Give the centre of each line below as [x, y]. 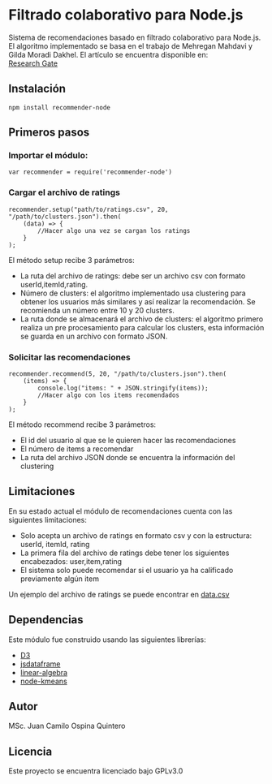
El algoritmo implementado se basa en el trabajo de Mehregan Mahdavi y [131, 45]
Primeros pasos [49, 133]
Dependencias [46, 620]
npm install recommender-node [60, 107]
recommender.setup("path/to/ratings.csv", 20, [89, 209]
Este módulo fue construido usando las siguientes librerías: [107, 640]
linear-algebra [43, 672]
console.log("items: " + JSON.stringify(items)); [123, 388]
